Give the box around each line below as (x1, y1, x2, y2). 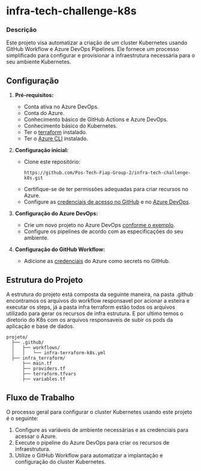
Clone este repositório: (23, 158, 81, 165)
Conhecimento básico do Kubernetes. (23, 122, 118, 129)
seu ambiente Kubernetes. (6, 58, 71, 65)
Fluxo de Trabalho (6, 393, 75, 403)
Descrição (6, 26, 37, 34)
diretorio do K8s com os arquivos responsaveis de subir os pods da (6, 316, 173, 324)
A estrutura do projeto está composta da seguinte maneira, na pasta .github (6, 291, 194, 298)
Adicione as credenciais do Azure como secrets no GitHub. (23, 258, 170, 265)
